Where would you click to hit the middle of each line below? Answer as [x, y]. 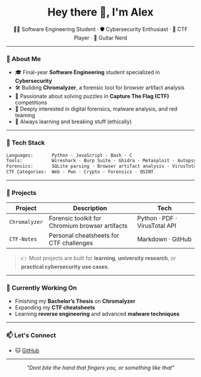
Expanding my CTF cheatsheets [55, 307]
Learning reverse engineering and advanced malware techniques [97, 314]
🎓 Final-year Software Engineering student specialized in [87, 72]
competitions [31, 103]
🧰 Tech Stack [26, 143]
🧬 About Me [24, 59]
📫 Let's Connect [31, 335]
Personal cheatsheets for [84, 236]
